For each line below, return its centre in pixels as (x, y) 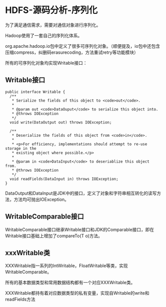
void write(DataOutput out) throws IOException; (61, 122)
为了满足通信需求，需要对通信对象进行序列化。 (53, 25)
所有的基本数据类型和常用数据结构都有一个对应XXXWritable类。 (70, 283)
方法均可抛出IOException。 (41, 199)
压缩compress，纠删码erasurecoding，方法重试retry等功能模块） (72, 52)
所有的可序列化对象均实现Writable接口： (46, 63)
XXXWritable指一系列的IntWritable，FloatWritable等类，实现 (66, 266)
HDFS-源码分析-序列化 (52, 10)
